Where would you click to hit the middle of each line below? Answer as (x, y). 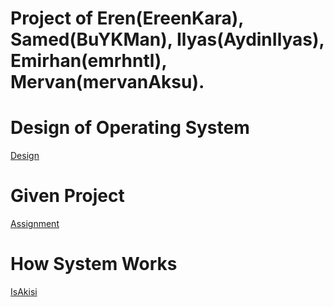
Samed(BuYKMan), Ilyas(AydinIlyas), (167, 39)
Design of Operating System (130, 128)
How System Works (94, 264)
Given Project (67, 196)
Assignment (35, 224)
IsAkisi (24, 291)
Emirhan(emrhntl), (88, 61)
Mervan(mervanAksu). (107, 82)
